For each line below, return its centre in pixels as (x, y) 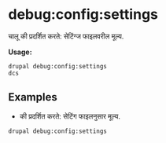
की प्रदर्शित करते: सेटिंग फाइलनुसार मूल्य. (70, 116)
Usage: (20, 52)
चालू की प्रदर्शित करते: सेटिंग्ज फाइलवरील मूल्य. (66, 36)
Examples (33, 97)
